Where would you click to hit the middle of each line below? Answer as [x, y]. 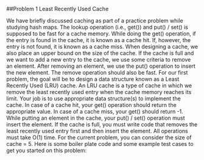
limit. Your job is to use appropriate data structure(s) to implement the [93, 98]
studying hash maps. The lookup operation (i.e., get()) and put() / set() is [97, 27]
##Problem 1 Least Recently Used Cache [58, 9]
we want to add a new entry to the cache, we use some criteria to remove [99, 60]
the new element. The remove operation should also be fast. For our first [97, 72]
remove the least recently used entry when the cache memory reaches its [99, 92]
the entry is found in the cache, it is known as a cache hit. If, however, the [98, 40]
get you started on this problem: [47, 150]
